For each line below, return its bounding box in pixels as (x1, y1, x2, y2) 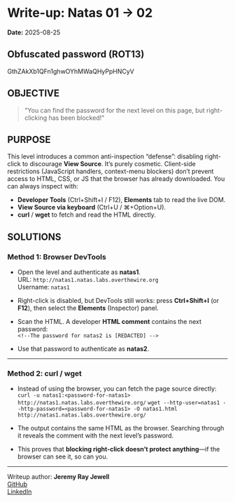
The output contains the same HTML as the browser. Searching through (17, 424, 225, 433)
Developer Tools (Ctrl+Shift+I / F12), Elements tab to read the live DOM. (17, 196, 226, 204)
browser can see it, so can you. (17, 452, 108, 461)
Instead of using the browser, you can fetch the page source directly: (17, 384, 217, 393)
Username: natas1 (17, 283, 70, 292)
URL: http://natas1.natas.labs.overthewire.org (17, 276, 159, 284)
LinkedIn (7, 487, 32, 496)
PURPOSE (7, 133, 51, 145)
